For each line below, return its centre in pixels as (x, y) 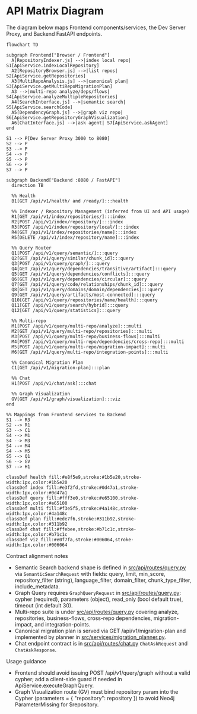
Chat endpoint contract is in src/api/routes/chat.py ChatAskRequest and (101, 643)
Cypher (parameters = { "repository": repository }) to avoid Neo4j (95, 698)
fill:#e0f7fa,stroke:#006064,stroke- (87, 540)
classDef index (25, 487)
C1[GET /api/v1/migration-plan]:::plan (61, 367)
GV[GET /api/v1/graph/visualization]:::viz (66, 399)
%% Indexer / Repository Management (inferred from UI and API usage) (101, 211)
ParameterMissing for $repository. (57, 704)
